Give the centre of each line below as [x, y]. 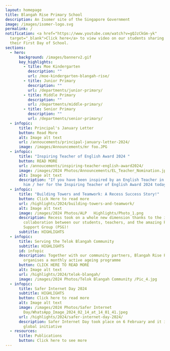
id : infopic [31, 251]
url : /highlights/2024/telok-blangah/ [59, 274]
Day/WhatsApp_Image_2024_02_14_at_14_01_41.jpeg [76, 312]
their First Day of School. [39, 43]
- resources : [24, 331]
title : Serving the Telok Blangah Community [66, 241]
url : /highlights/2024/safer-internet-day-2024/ [71, 317]
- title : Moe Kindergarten [52, 67]
